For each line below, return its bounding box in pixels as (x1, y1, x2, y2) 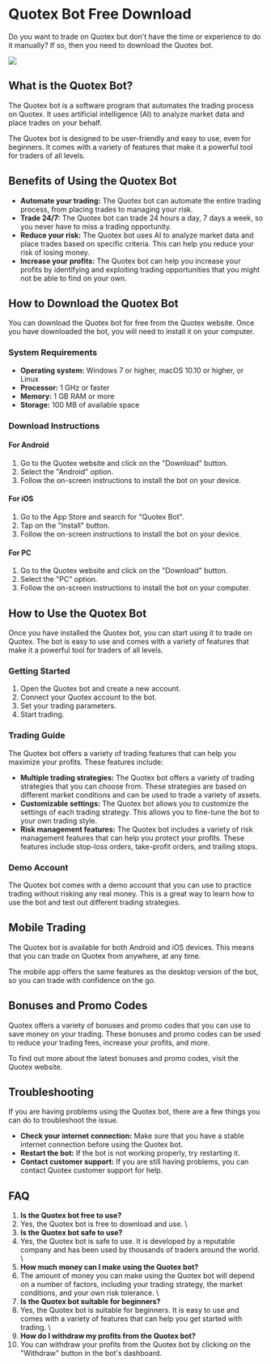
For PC (8, 548, 32, 558)
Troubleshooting (8, 1085, 95, 1099)
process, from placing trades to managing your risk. (19, 204, 193, 214)
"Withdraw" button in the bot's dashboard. (19, 1349, 162, 1358)
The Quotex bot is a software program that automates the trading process (8, 100, 254, 110)
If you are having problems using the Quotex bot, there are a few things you (8, 1107, 260, 1117)
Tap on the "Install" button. (19, 520, 111, 530)
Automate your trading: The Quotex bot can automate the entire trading (19, 195, 261, 205)
